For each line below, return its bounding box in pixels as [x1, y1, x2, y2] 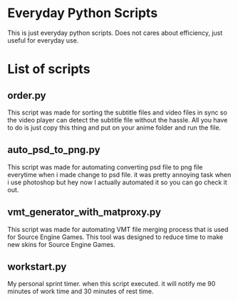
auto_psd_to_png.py [7, 144, 101, 156]
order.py [7, 89, 46, 101]
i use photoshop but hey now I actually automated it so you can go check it [7, 178, 228, 186]
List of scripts [7, 61, 90, 78]
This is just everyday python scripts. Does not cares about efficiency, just [7, 28, 223, 37]
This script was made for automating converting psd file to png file [7, 162, 203, 171]
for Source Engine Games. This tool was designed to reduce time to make [7, 233, 224, 241]
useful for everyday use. [7, 36, 79, 44]
